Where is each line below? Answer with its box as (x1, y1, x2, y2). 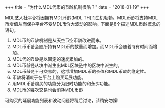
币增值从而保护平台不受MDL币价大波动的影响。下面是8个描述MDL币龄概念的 (5, 21, 161, 27)
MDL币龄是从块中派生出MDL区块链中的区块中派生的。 (12, 62, 122, 68)
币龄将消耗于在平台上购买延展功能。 (12, 74, 86, 80)
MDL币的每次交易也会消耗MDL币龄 (12, 87, 84, 93)
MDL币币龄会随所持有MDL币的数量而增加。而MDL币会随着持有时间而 (12, 44, 153, 49)
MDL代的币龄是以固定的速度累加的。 (12, 56, 87, 62)
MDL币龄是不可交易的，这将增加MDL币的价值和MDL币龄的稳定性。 (12, 69, 149, 74)
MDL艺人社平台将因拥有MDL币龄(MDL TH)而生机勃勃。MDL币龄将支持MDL (5, 15, 158, 21)
